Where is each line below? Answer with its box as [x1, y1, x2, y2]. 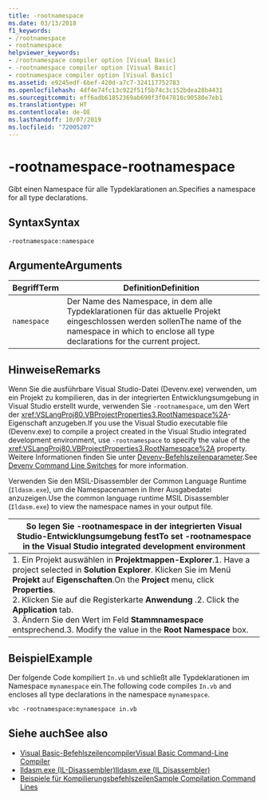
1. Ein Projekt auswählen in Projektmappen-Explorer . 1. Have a [12, 554, 250, 565]
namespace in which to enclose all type [66, 326, 215, 337]
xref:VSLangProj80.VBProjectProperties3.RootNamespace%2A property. [8, 444, 247, 453]
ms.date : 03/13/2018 [8, 19, 77, 27]
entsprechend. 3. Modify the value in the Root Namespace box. [12, 625, 249, 636]
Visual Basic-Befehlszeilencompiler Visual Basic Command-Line [19, 748, 229, 757]
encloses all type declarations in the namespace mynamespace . [8, 689, 211, 699]
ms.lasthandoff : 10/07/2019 [8, 116, 102, 124]
